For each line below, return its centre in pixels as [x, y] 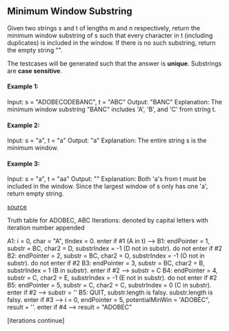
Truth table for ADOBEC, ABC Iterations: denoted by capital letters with [108, 220]
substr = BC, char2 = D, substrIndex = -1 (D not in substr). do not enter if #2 [115, 249]
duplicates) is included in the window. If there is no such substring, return [111, 42]
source [17, 207]
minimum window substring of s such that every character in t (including [110, 35]
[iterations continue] [36, 321]
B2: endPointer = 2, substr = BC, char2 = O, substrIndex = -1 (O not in [106, 256]
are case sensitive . [34, 70]
